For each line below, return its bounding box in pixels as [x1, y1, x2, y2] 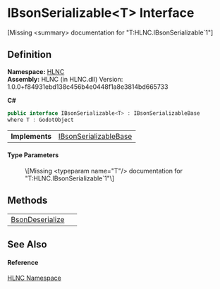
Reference [7, 258, 39, 266]
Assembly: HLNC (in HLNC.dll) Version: [7, 75, 123, 83]
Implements [11, 131, 51, 141]
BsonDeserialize [11, 214, 65, 224]
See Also [7, 238, 47, 250]
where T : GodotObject [7, 116, 74, 123]
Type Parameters [7, 151, 59, 159]
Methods [7, 195, 48, 207]
